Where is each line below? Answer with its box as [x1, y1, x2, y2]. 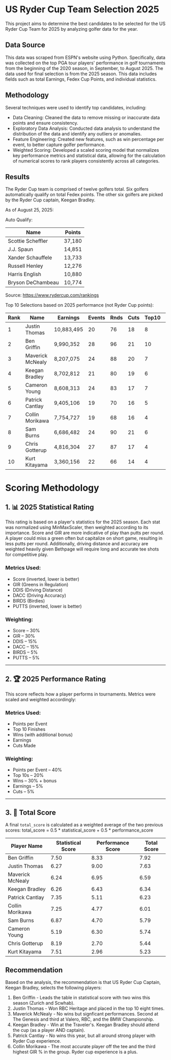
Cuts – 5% [12, 789, 35, 795]
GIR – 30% [12, 633, 36, 639]
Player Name [11, 842, 43, 849]
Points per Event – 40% [12, 767, 62, 773]
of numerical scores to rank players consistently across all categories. [12, 157, 160, 164]
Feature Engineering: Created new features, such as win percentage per [12, 136, 164, 142]
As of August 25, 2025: [5, 207, 54, 213]
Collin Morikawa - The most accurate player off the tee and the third [12, 1044, 156, 1049]
